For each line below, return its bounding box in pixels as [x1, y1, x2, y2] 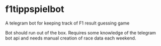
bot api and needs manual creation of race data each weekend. [5, 35, 136, 41]
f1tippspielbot [5, 3, 64, 15]
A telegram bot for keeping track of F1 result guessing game [5, 20, 130, 26]
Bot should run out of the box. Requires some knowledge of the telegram [5, 29, 156, 35]
